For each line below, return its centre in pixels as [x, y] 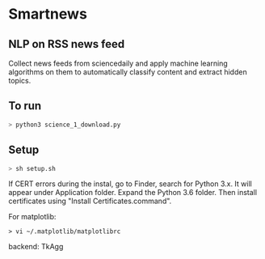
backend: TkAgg [36, 247]
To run [25, 106]
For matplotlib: [32, 217]
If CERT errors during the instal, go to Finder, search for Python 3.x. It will [130, 184]
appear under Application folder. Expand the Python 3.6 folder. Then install [132, 193]
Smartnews [48, 14]
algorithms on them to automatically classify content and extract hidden [128, 72]
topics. [20, 81]
